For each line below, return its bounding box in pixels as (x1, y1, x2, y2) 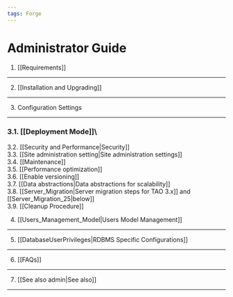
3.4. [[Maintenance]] (7, 157, 66, 166)
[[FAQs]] (17, 255, 42, 264)
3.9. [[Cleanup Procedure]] (7, 202, 85, 210)
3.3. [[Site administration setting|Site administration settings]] (7, 150, 182, 159)
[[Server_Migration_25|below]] (7, 194, 95, 202)
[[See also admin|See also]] (17, 275, 97, 284)
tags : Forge (7, 10, 42, 17)
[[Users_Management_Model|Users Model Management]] (17, 215, 182, 223)
